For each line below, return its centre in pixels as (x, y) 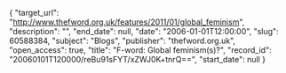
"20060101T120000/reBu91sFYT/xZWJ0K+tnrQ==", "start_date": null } (138, 59)
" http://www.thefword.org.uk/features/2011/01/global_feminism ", (127, 22)
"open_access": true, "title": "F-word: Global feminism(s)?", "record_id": (141, 50)
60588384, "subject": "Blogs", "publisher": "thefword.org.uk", (123, 40)
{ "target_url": (34, 13)
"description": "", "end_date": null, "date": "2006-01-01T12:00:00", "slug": (144, 31)
